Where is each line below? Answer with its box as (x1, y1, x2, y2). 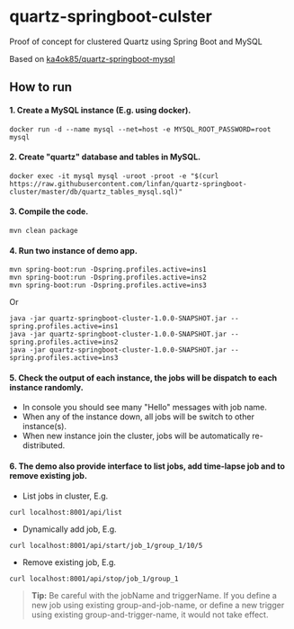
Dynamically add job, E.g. (22, 524, 117, 535)
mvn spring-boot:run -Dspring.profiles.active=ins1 (9, 265, 207, 274)
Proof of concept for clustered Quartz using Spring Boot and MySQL (9, 36, 263, 47)
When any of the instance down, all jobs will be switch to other (22, 411, 254, 422)
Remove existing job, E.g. (22, 556, 117, 568)
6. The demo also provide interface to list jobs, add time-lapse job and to (9, 461, 286, 472)
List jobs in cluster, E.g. (22, 490, 109, 501)
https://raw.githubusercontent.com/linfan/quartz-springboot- (9, 179, 247, 188)
